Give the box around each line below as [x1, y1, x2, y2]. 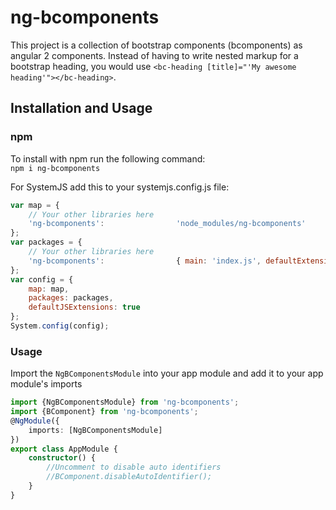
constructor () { [28, 453, 97, 463]
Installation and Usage [10, 100, 153, 117]
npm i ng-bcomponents [10, 163, 101, 173]
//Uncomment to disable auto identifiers [46, 462, 222, 473]
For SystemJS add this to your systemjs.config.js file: [10, 181, 230, 193]
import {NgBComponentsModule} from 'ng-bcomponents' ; [10, 397, 240, 408]
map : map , [28, 284, 70, 294]
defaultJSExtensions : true [28, 302, 141, 313]
